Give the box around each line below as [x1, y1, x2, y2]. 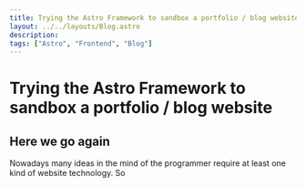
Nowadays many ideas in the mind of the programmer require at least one [9, 158, 287, 169]
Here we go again [9, 133, 111, 149]
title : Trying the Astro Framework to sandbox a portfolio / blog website [9, 13, 300, 23]
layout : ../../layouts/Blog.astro [9, 22, 141, 31]
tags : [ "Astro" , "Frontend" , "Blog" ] [9, 38, 153, 48]
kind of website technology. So [9, 168, 126, 179]
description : [9, 30, 59, 39]
